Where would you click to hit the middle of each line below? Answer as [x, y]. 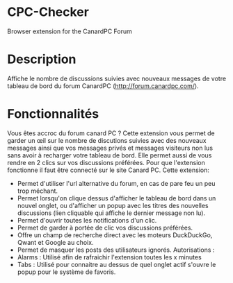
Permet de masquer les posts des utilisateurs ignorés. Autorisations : [116, 250]
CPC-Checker [48, 12]
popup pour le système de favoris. [66, 272]
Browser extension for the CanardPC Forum [70, 31]
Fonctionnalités [53, 114]
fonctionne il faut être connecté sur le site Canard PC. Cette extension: [109, 170]
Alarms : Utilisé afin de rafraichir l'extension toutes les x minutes [109, 257]
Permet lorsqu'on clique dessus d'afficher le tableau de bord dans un [116, 198]
